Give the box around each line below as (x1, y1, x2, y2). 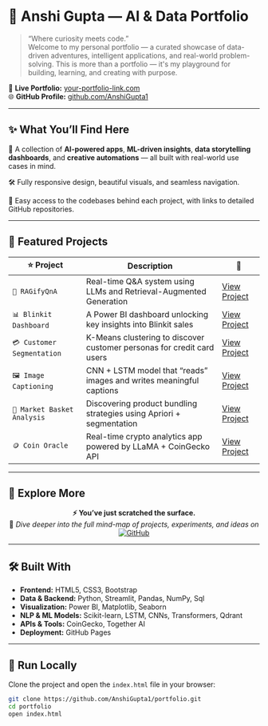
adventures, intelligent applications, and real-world (50, 50, 218, 60)
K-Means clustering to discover (85, 331, 205, 343)
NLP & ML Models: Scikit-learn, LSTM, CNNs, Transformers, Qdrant (19, 611, 243, 620)
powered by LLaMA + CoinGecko (85, 440, 210, 451)
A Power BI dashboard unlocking (85, 308, 209, 319)
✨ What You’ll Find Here (8, 123, 130, 137)
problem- (219, 50, 250, 60)
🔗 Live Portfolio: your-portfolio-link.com (8, 83, 140, 93)
